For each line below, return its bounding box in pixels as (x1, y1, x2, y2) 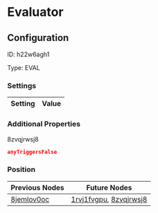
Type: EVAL (7, 64, 40, 71)
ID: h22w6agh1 (7, 50, 50, 58)
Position (7, 164, 36, 174)
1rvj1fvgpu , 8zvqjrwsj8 (71, 194, 148, 204)
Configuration (7, 32, 69, 44)
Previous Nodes (10, 182, 64, 192)
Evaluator (7, 4, 64, 20)
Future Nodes (86, 182, 132, 192)
